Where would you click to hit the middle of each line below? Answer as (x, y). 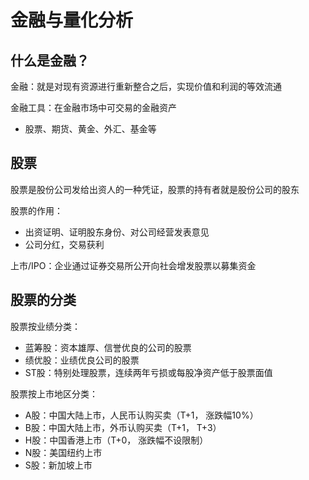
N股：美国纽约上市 (63, 452)
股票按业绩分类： (45, 326)
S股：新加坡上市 (58, 465)
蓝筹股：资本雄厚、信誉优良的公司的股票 (108, 347)
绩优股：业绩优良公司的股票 (82, 360)
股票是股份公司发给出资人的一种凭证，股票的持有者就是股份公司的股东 (155, 189)
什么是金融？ (50, 60)
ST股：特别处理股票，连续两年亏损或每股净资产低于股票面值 (148, 372)
